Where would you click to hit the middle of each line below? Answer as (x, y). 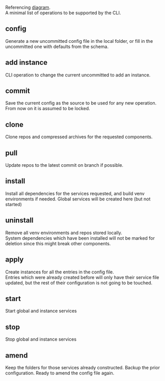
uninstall (20, 221)
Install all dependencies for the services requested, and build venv (75, 193)
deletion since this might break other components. (58, 243)
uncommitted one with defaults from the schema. (57, 46)
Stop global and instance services (41, 339)
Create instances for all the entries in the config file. (60, 272)
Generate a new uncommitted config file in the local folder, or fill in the (79, 41)
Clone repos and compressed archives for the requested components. (79, 137)
